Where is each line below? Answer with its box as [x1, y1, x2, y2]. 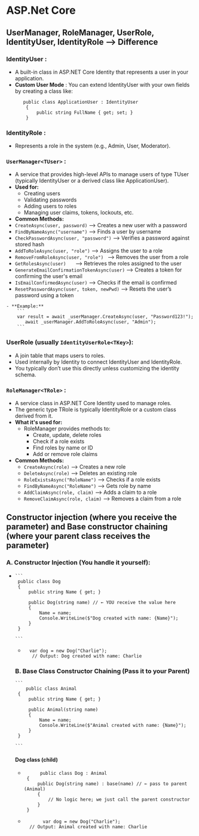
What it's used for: [14, 419, 63, 426]
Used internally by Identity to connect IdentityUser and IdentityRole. [14, 358, 182, 366]
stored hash [14, 241, 45, 248]
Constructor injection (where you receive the [6, 512, 177, 523]
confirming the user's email [14, 273, 82, 280]
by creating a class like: [14, 87, 73, 95]
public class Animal [26, 686, 77, 692]
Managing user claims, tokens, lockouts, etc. [23, 209, 134, 216]
